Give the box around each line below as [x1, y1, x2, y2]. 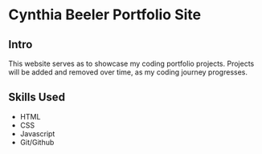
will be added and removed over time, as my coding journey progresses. [8, 67, 248, 77]
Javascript [19, 128, 55, 138]
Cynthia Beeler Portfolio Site [8, 6, 202, 24]
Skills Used [8, 91, 66, 104]
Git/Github [19, 137, 55, 147]
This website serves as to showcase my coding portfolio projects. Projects [8, 59, 255, 68]
